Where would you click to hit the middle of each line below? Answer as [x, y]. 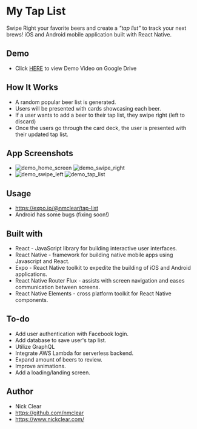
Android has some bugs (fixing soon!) [62, 214]
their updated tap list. [42, 134]
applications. [31, 274]
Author [20, 392]
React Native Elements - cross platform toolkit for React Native [93, 293]
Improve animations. [40, 366]
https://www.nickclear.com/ [50, 419]
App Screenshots [40, 153]
